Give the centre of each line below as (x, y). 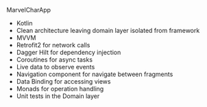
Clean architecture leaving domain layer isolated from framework (108, 31)
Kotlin (24, 23)
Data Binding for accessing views (63, 81)
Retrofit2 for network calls (53, 45)
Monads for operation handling (60, 89)
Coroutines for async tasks (54, 60)
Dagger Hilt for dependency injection (69, 52)
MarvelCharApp (29, 10)
